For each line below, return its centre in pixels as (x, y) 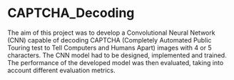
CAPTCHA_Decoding (71, 13)
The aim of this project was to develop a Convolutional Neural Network (111, 33)
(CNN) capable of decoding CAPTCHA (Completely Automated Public (110, 40)
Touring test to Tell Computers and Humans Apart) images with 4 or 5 (110, 47)
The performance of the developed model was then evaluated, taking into (116, 62)
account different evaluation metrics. (61, 70)
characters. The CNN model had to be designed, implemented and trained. (117, 55)
